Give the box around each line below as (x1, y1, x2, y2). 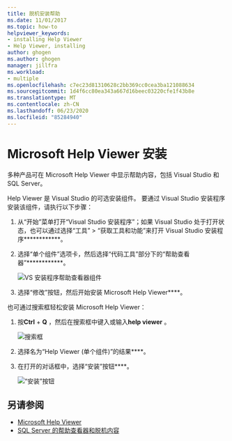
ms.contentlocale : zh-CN (7, 101, 79, 108)
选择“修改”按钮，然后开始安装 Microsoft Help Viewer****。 (17, 288, 187, 296)
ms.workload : (7, 68, 45, 75)
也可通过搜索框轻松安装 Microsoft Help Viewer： (7, 302, 146, 311)
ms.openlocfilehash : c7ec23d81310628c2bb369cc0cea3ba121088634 (7, 82, 195, 88)
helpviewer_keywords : (7, 29, 70, 37)
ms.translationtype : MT (7, 95, 77, 102)
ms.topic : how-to (7, 23, 58, 30)
